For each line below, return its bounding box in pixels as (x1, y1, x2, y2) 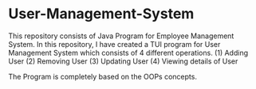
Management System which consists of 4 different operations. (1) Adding (8, 48, 249, 57)
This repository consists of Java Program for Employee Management (8, 31, 234, 41)
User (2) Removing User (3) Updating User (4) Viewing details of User (8, 56, 238, 66)
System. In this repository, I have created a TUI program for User (8, 39, 221, 48)
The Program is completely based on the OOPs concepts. (8, 72, 198, 81)
